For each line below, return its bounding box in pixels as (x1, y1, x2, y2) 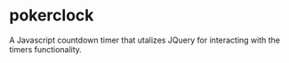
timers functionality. (9, 43, 83, 54)
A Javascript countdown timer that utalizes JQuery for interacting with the (9, 35, 281, 45)
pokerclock (9, 5, 94, 26)
